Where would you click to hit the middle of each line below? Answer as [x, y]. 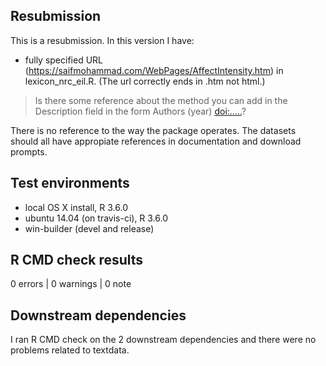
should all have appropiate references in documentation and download [156, 141]
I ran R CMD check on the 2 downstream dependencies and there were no [163, 340]
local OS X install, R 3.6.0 [76, 207]
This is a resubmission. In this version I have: [102, 40]
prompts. [29, 151]
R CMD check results [77, 260]
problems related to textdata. [70, 350]
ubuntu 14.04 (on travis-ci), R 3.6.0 [96, 218]
